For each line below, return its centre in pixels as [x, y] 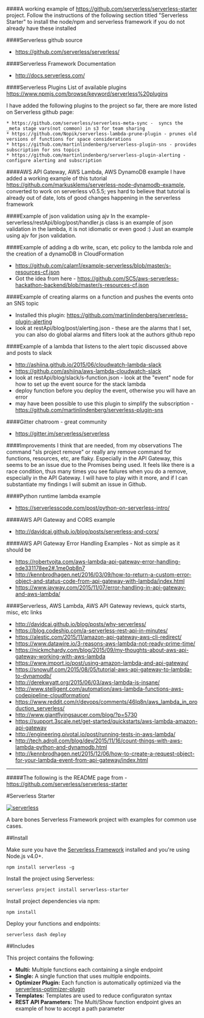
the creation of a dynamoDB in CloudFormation [65, 254]
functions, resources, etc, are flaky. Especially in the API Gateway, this [94, 458]
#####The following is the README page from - [67, 778]
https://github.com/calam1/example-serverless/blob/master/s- [93, 265]
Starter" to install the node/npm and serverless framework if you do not [96, 22]
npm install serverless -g [40, 867]
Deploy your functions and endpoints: [53, 924]
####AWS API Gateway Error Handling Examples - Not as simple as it [93, 543]
